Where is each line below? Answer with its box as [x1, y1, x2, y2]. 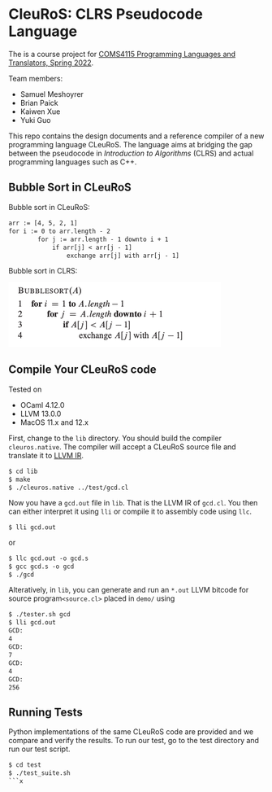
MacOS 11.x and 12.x [19, 417, 89, 427]
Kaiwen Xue [19, 107, 61, 116]
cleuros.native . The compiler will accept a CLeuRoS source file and [8, 441, 237, 452]
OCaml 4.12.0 [19, 400, 65, 409]
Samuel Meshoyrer [19, 89, 84, 98]
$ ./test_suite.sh [8, 769, 71, 777]
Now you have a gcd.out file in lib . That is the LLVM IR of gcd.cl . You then [8, 497, 258, 507]
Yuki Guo [19, 115, 51, 125]
